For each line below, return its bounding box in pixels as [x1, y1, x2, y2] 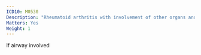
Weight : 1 [6, 25, 31, 32]
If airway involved [6, 42, 50, 49]
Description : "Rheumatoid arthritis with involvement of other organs [6, 14, 186, 20]
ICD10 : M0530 [6, 8, 39, 15]
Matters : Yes [6, 20, 39, 26]
